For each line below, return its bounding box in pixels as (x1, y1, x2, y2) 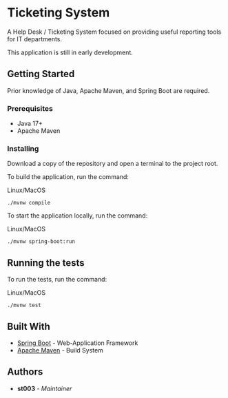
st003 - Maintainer (17, 384, 72, 392)
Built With (7, 320, 50, 332)
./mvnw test (7, 302, 41, 309)
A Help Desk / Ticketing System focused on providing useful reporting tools (7, 28, 222, 36)
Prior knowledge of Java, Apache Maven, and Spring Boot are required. (7, 86, 210, 94)
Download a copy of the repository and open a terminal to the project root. (7, 160, 218, 168)
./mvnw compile (7, 200, 51, 207)
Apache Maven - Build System (17, 346, 103, 354)
